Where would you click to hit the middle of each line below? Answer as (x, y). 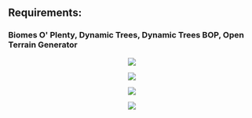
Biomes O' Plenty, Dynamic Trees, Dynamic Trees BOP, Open (126, 35)
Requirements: (45, 13)
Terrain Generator (43, 45)
